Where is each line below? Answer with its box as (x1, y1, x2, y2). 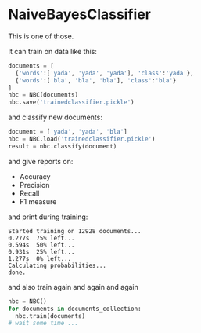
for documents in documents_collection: (8, 305, 142, 313)
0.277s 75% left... (8, 234, 76, 242)
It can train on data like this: (8, 46, 98, 56)
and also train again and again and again (8, 282, 138, 291)
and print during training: (8, 212, 88, 221)
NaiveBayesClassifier (8, 5, 151, 24)
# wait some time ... (8, 320, 79, 328)
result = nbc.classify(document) (8, 142, 117, 150)
